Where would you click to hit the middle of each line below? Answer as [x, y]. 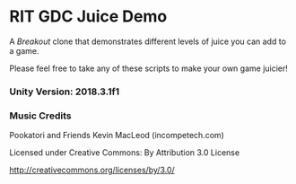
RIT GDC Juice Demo [88, 17]
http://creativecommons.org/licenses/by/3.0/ [92, 170]
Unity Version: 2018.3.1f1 [65, 92]
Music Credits [40, 116]
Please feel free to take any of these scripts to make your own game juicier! [149, 68]
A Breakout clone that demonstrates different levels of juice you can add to [148, 41]
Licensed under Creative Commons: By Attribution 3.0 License [125, 153]
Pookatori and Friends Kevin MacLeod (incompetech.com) [117, 136]
